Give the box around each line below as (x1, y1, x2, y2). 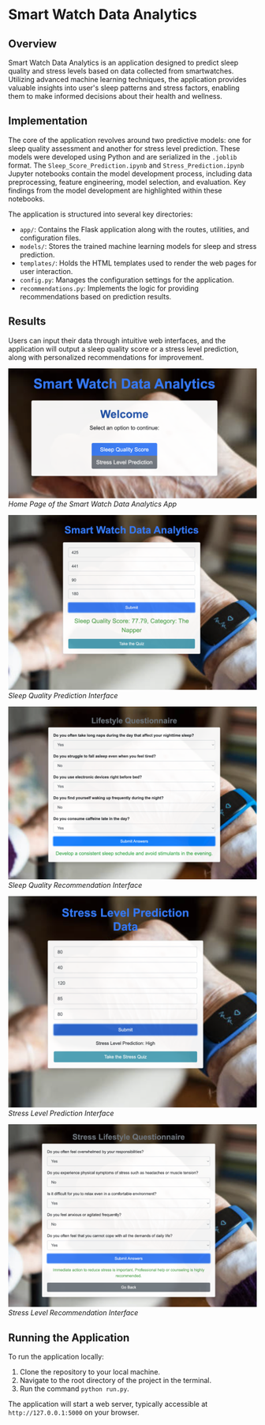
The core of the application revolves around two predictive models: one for (8, 135, 252, 145)
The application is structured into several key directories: (8, 209, 193, 219)
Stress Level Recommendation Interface (8, 1308, 139, 1318)
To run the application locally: (8, 1352, 104, 1362)
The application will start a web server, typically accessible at (8, 1400, 208, 1409)
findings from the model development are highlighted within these (8, 186, 222, 195)
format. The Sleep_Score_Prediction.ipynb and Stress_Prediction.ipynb (8, 160, 244, 170)
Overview (8, 37, 58, 51)
